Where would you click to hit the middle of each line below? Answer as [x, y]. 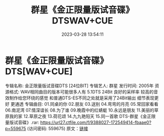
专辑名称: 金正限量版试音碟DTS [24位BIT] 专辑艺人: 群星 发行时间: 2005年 [79, 86]
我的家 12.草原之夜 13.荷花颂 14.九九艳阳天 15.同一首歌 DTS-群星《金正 [80, 116]
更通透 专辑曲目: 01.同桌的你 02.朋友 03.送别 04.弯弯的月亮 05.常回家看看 [84, 104]
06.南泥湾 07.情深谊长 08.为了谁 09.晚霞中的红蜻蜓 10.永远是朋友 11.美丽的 [80, 110]
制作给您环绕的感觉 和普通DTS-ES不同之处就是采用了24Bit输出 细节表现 [82, 98]
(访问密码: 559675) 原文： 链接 [57, 128]
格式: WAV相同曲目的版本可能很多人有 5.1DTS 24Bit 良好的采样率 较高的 [81, 91]
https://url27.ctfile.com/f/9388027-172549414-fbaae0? [96, 122]
